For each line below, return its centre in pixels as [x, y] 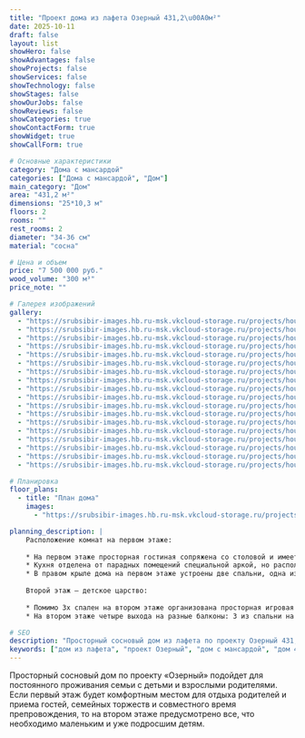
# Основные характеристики [60, 161]
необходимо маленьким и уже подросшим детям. [107, 723]
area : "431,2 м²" [42, 195]
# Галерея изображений [52, 304]
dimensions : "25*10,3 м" [56, 204]
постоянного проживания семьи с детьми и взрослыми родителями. [144, 685]
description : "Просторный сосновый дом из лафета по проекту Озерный [144, 641]
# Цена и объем [38, 262]
